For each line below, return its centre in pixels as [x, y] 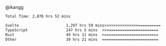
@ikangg [14, 7]
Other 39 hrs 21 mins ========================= [82, 39]
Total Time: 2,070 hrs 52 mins [38, 16]
